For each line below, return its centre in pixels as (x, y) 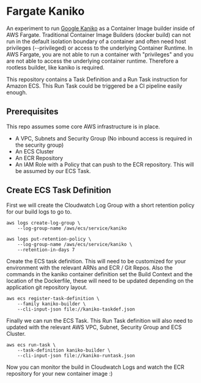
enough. (17, 92)
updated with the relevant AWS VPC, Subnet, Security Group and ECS (94, 327)
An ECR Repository (39, 158)
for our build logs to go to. (39, 211)
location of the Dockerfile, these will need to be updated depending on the (100, 280)
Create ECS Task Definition (59, 191)
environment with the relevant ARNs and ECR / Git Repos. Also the (90, 268)
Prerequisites (32, 112)
